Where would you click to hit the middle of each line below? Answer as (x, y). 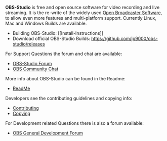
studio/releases (29, 44)
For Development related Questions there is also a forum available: (75, 123)
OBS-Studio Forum (32, 63)
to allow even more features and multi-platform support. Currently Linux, (81, 18)
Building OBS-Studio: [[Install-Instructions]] (58, 33)
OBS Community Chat (35, 69)
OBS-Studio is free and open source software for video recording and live (82, 7)
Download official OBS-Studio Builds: (51, 38)
